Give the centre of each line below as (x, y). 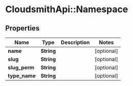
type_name (22, 76)
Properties (22, 28)
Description (75, 42)
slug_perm (21, 67)
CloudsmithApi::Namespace (67, 9)
